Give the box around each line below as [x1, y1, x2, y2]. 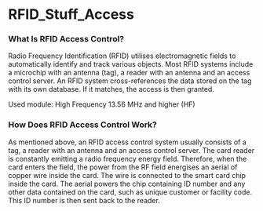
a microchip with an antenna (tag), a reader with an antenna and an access [8, 68, 250, 78]
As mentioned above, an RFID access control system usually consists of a [8, 137, 247, 147]
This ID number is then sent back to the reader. [8, 195, 161, 205]
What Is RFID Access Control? [8, 34, 125, 45]
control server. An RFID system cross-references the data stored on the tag [8, 76, 252, 85]
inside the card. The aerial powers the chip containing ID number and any [8, 179, 246, 188]
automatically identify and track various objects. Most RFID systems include [8, 60, 254, 69]
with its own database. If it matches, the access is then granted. [8, 85, 214, 94]
